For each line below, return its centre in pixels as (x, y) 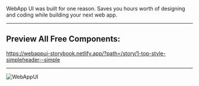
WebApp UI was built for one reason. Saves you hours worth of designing (96, 9)
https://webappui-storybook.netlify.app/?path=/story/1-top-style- (86, 53)
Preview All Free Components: (63, 39)
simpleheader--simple (33, 59)
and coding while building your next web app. (62, 15)
